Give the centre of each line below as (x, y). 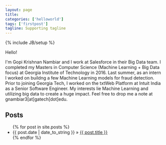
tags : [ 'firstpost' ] (27, 24)
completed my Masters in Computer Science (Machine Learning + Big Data (82, 67)
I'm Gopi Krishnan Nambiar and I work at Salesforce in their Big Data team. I (83, 62)
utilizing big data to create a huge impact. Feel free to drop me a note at (79, 94)
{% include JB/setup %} (30, 42)
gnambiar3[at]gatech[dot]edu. (36, 99)
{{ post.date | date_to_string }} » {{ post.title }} (60, 132)
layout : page (19, 10)
